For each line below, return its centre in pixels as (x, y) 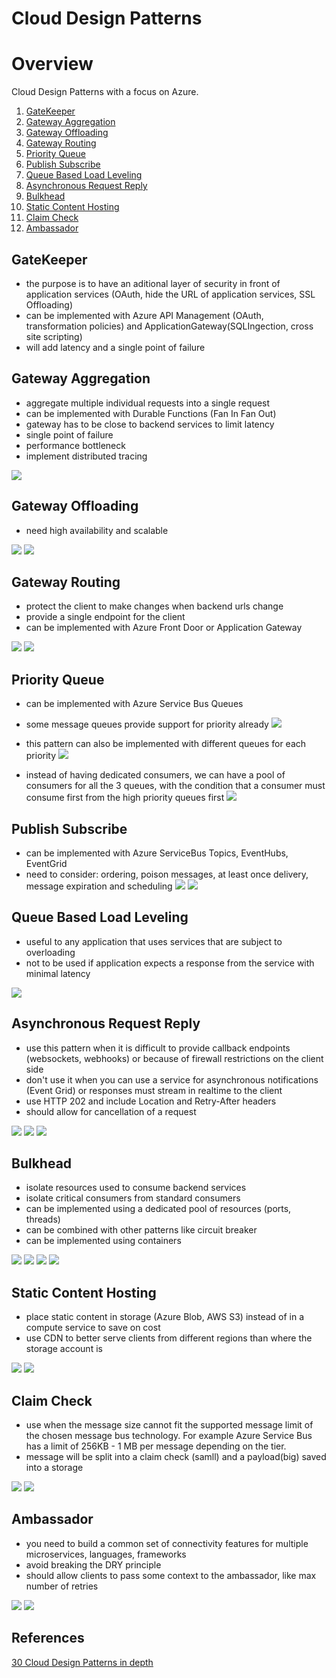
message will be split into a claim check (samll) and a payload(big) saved (176, 1457)
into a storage (54, 1468)
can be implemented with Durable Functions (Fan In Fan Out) (151, 413)
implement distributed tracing (86, 456)
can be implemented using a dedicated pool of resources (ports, (158, 1209)
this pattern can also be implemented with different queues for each (166, 744)
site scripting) (54, 336)
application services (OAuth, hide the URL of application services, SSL (170, 294)
